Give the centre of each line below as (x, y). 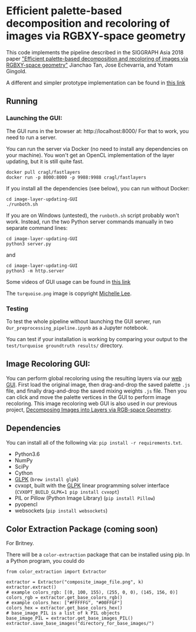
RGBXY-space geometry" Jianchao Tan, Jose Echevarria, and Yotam (89, 65)
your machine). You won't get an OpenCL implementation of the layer (90, 155)
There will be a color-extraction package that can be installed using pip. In (98, 555)
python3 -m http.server (35, 271)
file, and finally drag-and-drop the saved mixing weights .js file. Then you (97, 391)
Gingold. (17, 71)
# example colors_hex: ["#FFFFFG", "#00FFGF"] (64, 603)
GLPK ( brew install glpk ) (47, 479)
